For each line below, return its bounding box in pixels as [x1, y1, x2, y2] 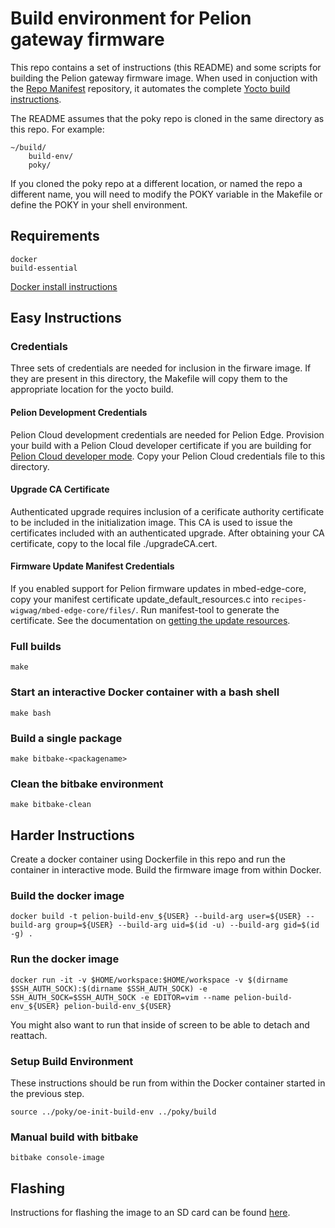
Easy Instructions [10, 310, 122, 327]
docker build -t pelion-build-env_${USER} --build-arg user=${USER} [10, 912, 302, 922]
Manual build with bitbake [10, 1130, 139, 1144]
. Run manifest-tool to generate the [135, 604, 280, 616]
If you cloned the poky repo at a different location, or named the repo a [10, 177, 303, 189]
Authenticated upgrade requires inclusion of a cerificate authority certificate [10, 505, 325, 517]
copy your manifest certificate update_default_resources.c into [10, 593, 269, 606]
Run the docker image [10, 952, 120, 966]
